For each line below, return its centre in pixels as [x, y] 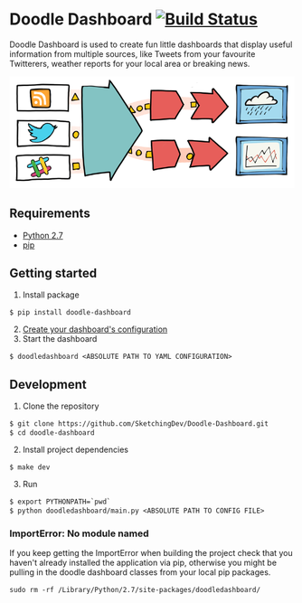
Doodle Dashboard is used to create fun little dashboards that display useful [151, 44]
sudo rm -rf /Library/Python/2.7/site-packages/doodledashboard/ [135, 590]
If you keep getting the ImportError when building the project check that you [151, 553]
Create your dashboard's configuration [95, 329]
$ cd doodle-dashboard [52, 433]
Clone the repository [61, 406]
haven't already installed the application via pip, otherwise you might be [143, 563]
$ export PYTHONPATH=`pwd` [60, 502]
